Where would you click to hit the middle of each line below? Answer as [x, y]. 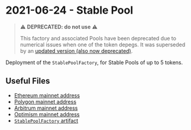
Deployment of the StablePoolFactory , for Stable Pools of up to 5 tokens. [94, 62]
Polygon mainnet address [45, 102]
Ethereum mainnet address [47, 95]
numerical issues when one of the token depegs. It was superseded [103, 45]
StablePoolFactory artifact [46, 121]
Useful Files [28, 81]
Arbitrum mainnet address [46, 108]
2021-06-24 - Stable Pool [69, 10]
